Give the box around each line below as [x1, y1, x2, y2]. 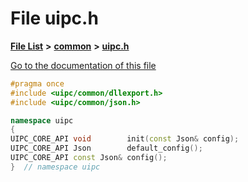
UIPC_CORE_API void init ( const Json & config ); [10, 134, 240, 144]
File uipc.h [10, 7, 99, 30]
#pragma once [10, 78, 65, 89]
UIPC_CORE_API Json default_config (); [10, 143, 203, 154]
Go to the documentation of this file [10, 59, 157, 71]
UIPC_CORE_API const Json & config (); [10, 153, 168, 163]
